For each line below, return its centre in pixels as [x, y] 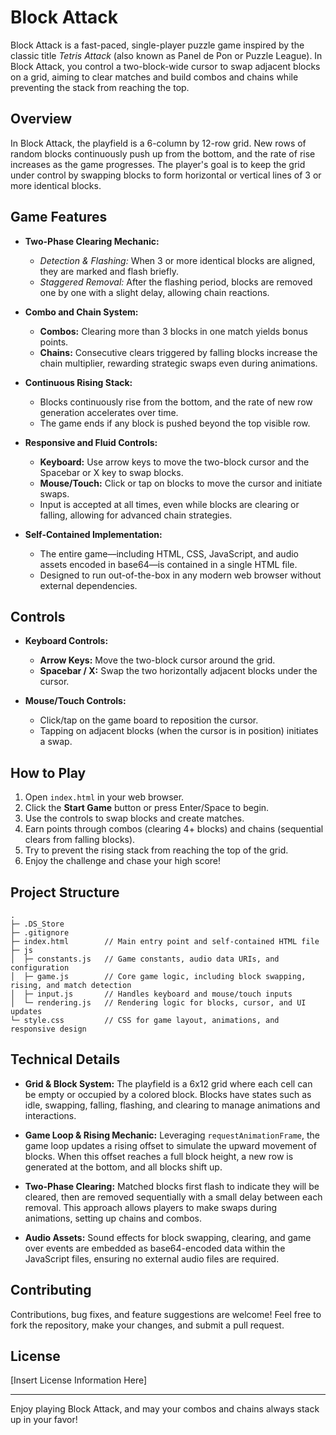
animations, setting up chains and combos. [113, 1218]
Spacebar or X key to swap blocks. [111, 472]
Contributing [51, 1290]
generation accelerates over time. [109, 412]
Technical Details [65, 1059]
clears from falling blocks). [80, 840]
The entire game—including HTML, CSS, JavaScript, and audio [169, 553]
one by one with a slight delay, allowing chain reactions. [154, 292]
